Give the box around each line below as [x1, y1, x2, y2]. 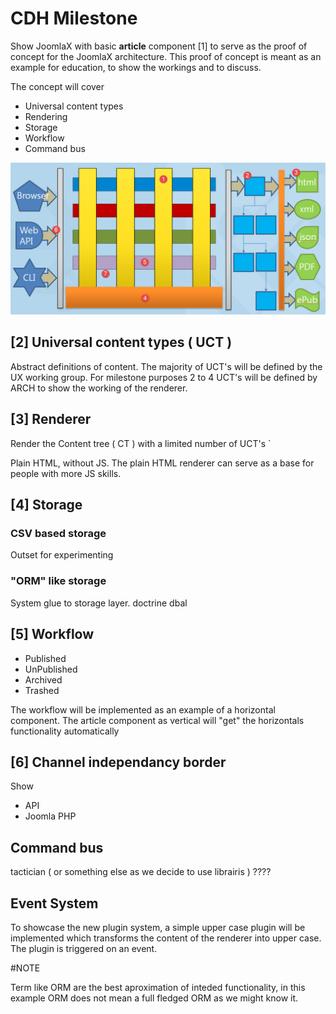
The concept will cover [10, 80, 105, 92]
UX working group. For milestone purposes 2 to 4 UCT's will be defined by [10, 371, 318, 383]
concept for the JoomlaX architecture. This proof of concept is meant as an [10, 50, 322, 62]
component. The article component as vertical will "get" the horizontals [10, 714, 305, 726]
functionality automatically [10, 725, 120, 737]
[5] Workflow [10, 626, 95, 643]
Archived [24, 673, 63, 686]
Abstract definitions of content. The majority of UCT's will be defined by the [10, 360, 323, 372]
